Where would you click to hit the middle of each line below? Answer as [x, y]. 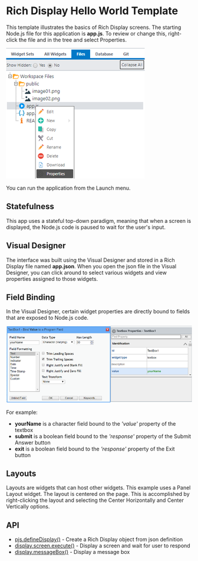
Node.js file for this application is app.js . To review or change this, [86, 33]
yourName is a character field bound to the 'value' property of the [95, 423]
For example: [22, 412]
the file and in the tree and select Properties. [72, 40]
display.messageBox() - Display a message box [72, 552]
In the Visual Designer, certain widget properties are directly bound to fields [98, 312]
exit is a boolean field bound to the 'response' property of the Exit [95, 449]
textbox [24, 430]
